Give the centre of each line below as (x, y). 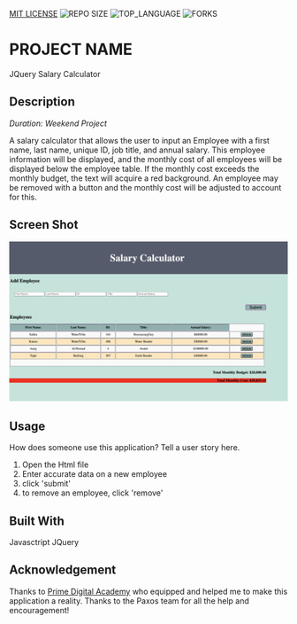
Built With (37, 521)
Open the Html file (55, 464)
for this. (23, 197)
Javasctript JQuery (44, 542)
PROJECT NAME (71, 50)
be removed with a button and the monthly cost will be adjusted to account (145, 187)
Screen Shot (44, 225)
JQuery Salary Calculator (55, 74)
